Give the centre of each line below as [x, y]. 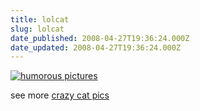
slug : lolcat [37, 29]
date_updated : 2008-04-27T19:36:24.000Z [96, 47]
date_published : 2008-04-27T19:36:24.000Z [100, 38]
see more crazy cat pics [60, 95]
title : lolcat [40, 19]
